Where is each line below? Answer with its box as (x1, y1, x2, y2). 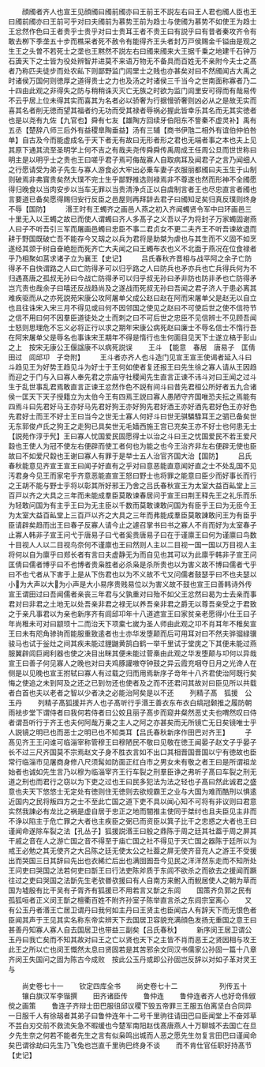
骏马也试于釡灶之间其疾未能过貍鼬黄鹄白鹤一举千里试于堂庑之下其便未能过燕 (8, 639, 257, 648)
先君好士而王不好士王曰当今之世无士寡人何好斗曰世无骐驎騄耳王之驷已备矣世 (8, 411, 257, 421)
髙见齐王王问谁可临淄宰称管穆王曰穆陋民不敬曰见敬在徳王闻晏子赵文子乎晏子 (8, 738, 257, 746)
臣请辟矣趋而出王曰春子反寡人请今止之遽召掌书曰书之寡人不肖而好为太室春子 (8, 520, 257, 529)
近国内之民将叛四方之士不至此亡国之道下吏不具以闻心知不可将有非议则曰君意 (8, 797, 257, 806)
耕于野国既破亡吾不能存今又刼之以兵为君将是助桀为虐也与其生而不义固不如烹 (8, 234, 257, 243)
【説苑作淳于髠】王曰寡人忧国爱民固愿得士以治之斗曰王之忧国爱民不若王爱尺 (8, 431, 257, 441)
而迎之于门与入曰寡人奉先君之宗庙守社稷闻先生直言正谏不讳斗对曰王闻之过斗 (8, 372, 257, 381)
